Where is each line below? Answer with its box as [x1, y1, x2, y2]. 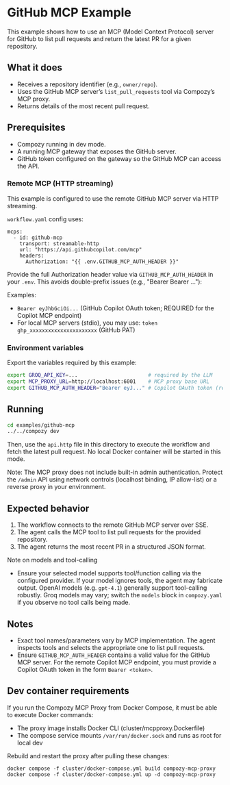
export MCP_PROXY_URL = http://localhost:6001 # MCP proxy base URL [7, 378, 210, 385]
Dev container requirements [7, 685, 130, 697]
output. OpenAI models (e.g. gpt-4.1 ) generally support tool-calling [16, 584, 207, 592]
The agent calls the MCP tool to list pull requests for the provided [16, 528, 201, 536]
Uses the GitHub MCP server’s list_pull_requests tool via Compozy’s [16, 87, 216, 95]
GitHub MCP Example [7, 5, 132, 21]
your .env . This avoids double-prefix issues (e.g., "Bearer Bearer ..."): [7, 277, 203, 286]
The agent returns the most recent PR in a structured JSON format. [16, 543, 207, 551]
